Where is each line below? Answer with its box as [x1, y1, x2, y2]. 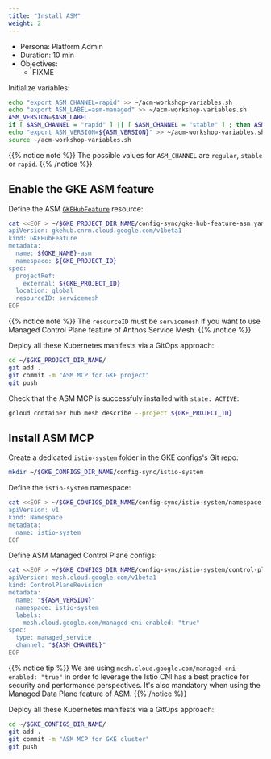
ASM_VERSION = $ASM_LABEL [8, 114, 89, 122]
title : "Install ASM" [8, 11, 81, 20]
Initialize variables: [8, 82, 70, 93]
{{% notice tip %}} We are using [8, 663, 115, 673]
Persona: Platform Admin [19, 41, 103, 51]
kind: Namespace [8, 513, 63, 521]
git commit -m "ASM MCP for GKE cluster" [8, 735, 150, 743]
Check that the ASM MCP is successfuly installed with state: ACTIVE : [8, 393, 240, 403]
